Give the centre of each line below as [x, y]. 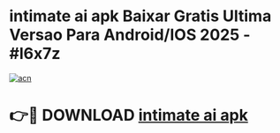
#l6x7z [35, 54]
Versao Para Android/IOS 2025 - [130, 35]
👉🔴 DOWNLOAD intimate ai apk [129, 115]
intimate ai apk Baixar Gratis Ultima [140, 16]
